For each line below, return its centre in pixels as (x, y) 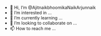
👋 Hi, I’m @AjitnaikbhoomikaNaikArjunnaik (53, 8)
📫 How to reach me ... (33, 28)
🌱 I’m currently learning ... (36, 18)
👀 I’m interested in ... (31, 13)
